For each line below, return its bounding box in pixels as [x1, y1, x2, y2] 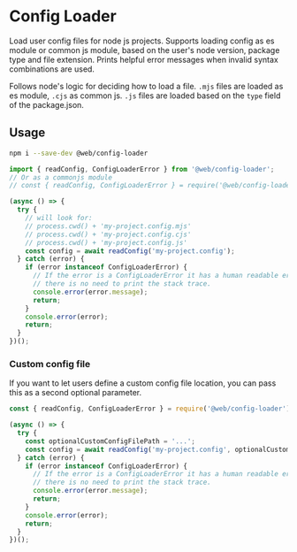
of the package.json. [9, 99, 84, 110]
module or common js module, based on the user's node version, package [9, 44, 280, 55]
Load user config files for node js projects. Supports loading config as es [9, 35, 275, 46]
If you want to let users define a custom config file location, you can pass [9, 378, 277, 388]
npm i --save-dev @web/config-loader [9, 149, 148, 157]
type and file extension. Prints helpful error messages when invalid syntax [9, 54, 278, 65]
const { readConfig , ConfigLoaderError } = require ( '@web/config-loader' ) [9, 404, 291, 413]
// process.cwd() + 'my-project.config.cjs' [25, 230, 192, 239]
